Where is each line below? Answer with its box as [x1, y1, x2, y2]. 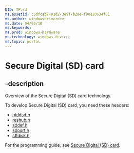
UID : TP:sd [5, 7, 27, 12]
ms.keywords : [5, 25, 32, 30]
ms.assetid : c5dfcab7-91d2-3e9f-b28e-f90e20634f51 [5, 12, 110, 17]
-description [5, 79, 44, 88]
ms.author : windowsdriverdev [5, 16, 64, 21]
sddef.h [12, 122, 28, 128]
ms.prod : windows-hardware [5, 30, 60, 35]
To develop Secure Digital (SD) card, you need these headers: [5, 102, 130, 108]
